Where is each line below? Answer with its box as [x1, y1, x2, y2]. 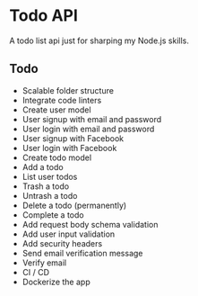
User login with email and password [22, 123, 155, 134]
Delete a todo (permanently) [22, 200, 127, 211]
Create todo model [22, 152, 92, 163]
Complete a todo [22, 209, 84, 220]
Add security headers [22, 238, 103, 248]
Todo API [9, 5, 79, 26]
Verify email [22, 257, 67, 268]
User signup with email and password [22, 113, 162, 124]
